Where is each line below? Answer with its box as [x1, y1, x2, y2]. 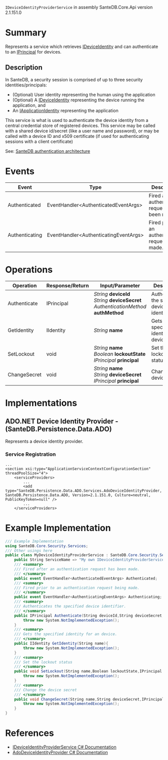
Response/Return [46, 282, 89, 289]
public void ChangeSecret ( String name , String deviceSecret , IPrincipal [14, 697, 164, 702]
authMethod [93, 309, 124, 316]
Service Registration [5, 451, 56, 458]
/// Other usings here [5, 548, 52, 553]
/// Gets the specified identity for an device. [14, 632, 117, 637]
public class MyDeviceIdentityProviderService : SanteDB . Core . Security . [5, 553, 160, 558]
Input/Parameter [99, 282, 140, 289]
